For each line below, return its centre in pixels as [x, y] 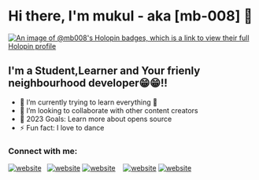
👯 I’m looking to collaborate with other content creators [109, 110]
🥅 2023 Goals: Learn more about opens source [96, 119]
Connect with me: [43, 151]
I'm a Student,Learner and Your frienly [104, 71]
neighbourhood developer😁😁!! [88, 83]
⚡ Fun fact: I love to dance [62, 127]
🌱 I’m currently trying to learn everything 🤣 [88, 102]
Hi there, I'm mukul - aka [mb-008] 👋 [131, 16]
